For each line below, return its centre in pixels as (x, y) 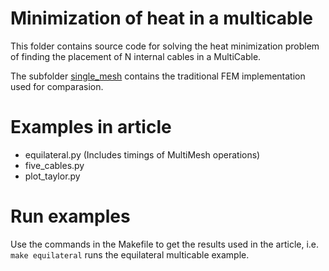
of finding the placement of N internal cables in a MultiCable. (136, 56)
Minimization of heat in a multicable (161, 18)
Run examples (70, 216)
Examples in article (91, 127)
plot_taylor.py (52, 176)
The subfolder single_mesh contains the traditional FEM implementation (158, 76)
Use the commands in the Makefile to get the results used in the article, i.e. (165, 244)
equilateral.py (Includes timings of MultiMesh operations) (142, 154)
